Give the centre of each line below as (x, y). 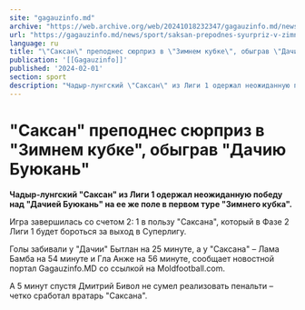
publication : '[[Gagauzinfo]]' (69, 60)
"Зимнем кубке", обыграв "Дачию (148, 150)
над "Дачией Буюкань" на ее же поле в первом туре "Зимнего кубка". (151, 204)
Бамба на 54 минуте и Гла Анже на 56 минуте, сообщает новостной (142, 258)
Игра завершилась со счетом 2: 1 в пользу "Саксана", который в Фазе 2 (149, 221)
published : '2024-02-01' (56, 69)
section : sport (38, 77)
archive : (26, 26)
